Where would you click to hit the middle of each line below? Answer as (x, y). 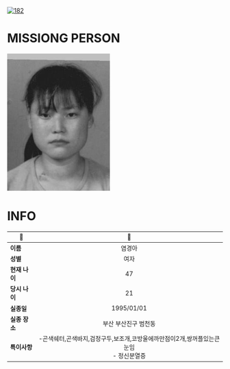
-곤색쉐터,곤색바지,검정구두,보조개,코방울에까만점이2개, (113, 339)
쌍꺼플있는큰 (203, 339)
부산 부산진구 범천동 (129, 323)
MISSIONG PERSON (64, 38)
